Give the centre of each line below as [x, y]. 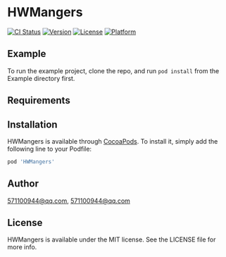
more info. [22, 247]
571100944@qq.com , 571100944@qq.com [69, 201]
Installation [32, 124]
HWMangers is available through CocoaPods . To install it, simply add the [113, 141]
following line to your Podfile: [50, 149]
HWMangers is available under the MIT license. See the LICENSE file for [112, 239]
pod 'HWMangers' [31, 162]
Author [23, 184]
